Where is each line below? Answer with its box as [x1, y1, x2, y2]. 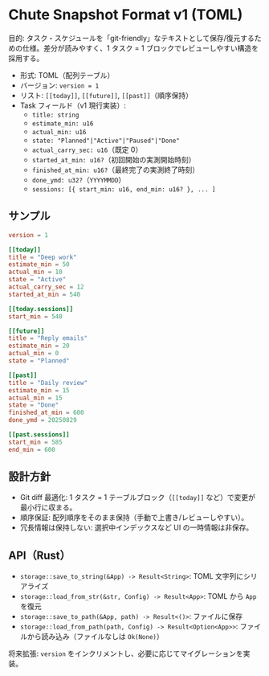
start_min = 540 [8, 312, 63, 321]
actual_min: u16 [31, 128, 87, 136]
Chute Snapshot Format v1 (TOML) [8, 6, 243, 24]
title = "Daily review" [8, 379, 88, 387]
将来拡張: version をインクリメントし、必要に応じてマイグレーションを [8, 649, 243, 658]
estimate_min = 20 [8, 342, 70, 350]
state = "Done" [8, 401, 59, 409]
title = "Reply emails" [8, 334, 88, 342]
